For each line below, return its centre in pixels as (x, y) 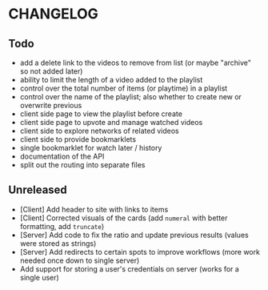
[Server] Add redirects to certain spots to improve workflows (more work (140, 252)
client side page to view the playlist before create (101, 114)
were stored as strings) (58, 243)
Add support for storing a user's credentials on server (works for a (130, 268)
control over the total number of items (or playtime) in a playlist (124, 88)
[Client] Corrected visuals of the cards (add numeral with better (124, 218)
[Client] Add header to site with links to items (94, 209)
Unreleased (38, 190)
